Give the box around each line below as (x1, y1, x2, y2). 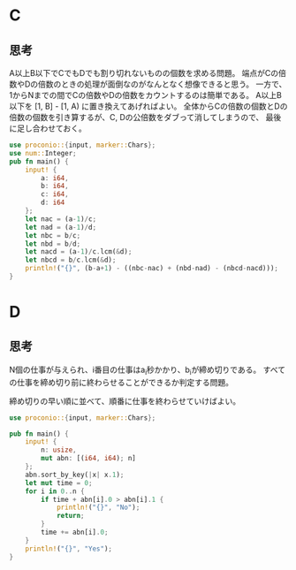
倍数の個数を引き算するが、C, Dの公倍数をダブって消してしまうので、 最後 (9, 112, 282, 122)
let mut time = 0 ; (25, 478, 93, 487)
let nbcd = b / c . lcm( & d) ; (25, 255, 117, 265)
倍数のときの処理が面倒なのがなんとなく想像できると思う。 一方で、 (38, 79, 287, 89)
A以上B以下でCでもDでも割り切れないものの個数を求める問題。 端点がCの (9, 68, 279, 78)
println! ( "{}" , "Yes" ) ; (25, 544, 113, 553)
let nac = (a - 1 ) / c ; (25, 214, 97, 224)
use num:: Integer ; (9, 148, 77, 157)
